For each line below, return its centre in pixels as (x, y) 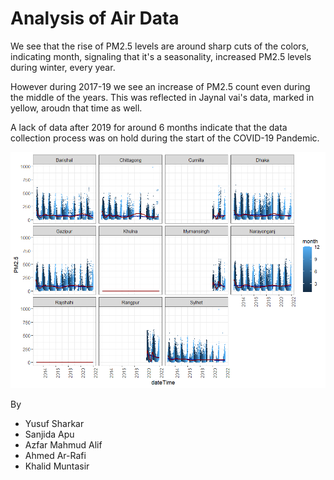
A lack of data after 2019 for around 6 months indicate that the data (149, 127)
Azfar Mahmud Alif (63, 444)
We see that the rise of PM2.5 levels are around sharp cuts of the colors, (160, 46)
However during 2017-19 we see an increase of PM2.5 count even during (160, 86)
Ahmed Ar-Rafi (55, 455)
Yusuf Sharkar (54, 423)
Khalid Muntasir (57, 466)
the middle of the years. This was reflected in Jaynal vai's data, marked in (162, 97)
